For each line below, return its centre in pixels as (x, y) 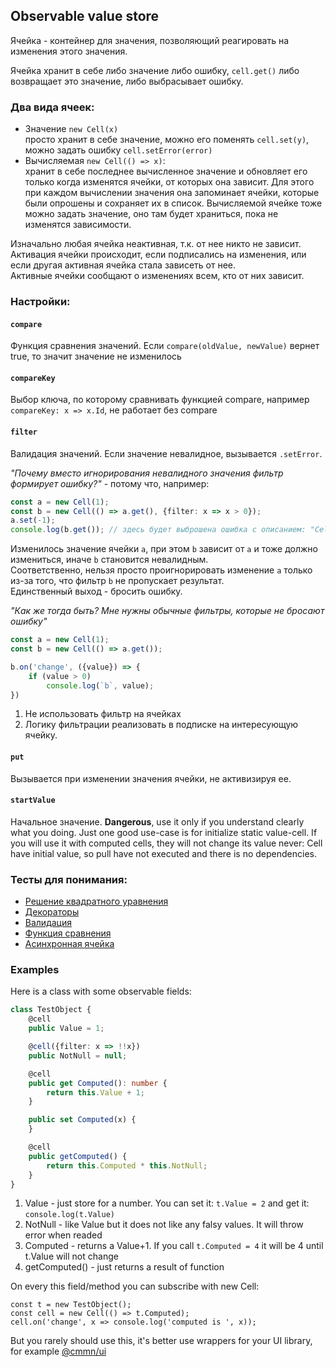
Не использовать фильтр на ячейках (103, 714)
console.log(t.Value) (69, 1215)
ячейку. (41, 735)
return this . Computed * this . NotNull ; (127, 1165)
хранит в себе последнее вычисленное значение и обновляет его (166, 171)
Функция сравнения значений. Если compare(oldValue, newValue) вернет (165, 346)
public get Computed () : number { (98, 1083)
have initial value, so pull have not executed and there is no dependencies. (163, 853)
